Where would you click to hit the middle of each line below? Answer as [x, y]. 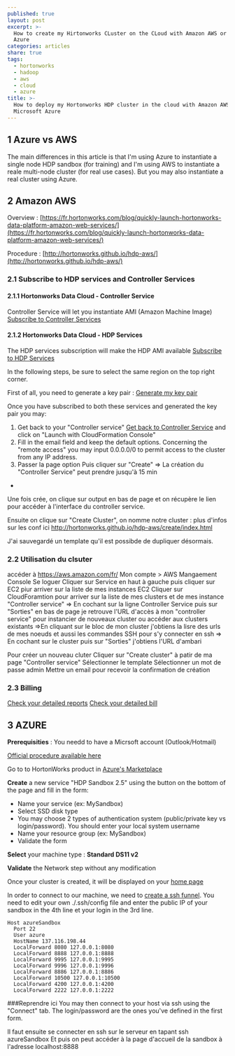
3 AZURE [27, 725]
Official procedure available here [54, 756]
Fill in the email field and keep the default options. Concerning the [112, 442]
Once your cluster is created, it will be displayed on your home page [106, 882]
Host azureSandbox [34, 923]
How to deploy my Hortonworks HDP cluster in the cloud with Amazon [115, 105]
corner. [17, 379]
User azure [29, 936]
